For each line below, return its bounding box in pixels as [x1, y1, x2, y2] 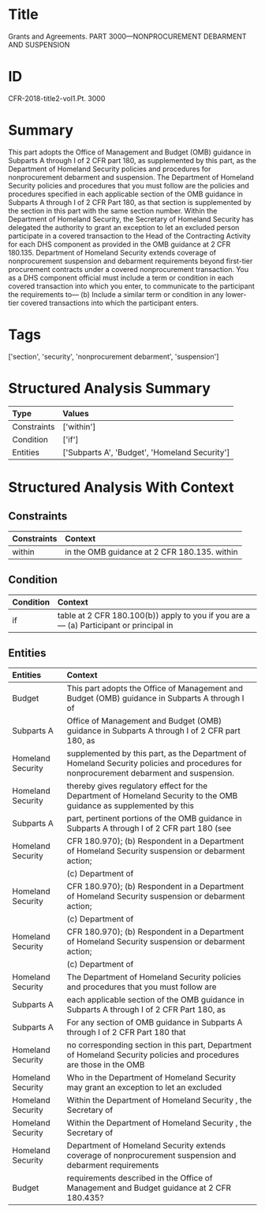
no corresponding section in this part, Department [66, 1040, 252, 1051]
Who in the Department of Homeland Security [66, 1072, 237, 1083]
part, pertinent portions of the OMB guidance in [66, 813, 242, 824]
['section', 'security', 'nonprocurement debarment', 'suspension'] [8, 352, 219, 361]
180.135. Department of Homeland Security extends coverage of [8, 247, 217, 257]
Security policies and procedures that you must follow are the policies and [8, 180, 250, 190]
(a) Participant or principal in [67, 620, 174, 631]
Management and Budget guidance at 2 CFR [66, 1182, 231, 1193]
